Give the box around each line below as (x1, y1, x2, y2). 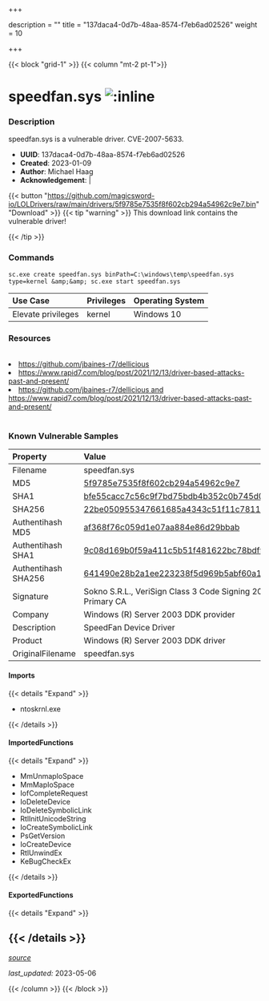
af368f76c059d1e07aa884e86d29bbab (83, 522, 240, 533)
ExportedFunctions (8, 890, 74, 900)
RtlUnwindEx (19, 848, 62, 857)
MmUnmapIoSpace (19, 771, 84, 780)
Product (12, 635, 42, 646)
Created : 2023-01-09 (19, 158, 92, 168)
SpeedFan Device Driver (83, 622, 175, 634)
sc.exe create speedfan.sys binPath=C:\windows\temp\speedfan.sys (8, 270, 235, 278)
